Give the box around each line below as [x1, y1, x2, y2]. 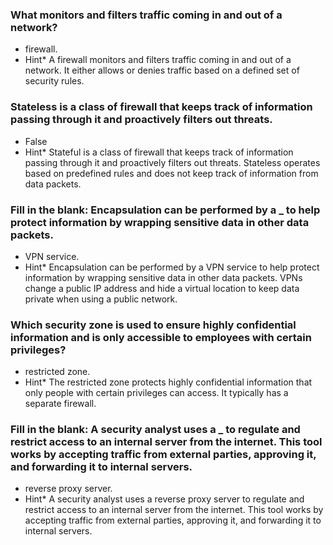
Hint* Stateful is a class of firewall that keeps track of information [24, 146, 294, 158]
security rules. [24, 75, 85, 87]
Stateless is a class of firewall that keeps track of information [10, 100, 313, 114]
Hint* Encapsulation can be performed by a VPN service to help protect [24, 261, 320, 273]
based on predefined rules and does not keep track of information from [24, 167, 319, 179]
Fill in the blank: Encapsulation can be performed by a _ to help [10, 203, 321, 217]
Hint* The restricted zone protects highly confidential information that [24, 376, 313, 388]
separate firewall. [24, 398, 97, 410]
